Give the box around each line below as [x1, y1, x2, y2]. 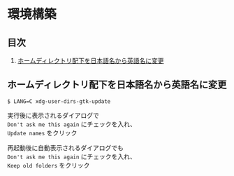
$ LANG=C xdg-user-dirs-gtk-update [7, 97, 111, 105]
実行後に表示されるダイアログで [7, 111, 99, 119]
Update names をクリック [7, 128, 78, 137]
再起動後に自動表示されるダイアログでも [7, 143, 124, 151]
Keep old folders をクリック [7, 161, 90, 169]
